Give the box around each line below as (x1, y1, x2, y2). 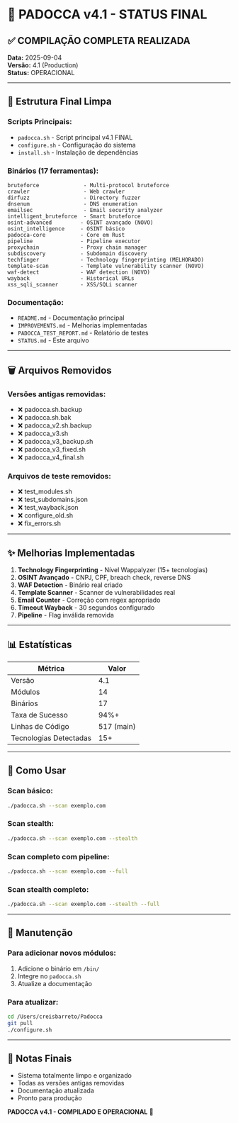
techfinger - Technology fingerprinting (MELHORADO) (7, 256, 204, 263)
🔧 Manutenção (7, 927, 73, 939)
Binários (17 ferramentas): (7, 166, 99, 176)
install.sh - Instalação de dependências (17, 148, 139, 157)
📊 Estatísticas (7, 639, 72, 651)
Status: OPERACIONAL (7, 69, 75, 77)
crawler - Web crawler (7, 188, 125, 195)
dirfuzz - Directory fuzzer (7, 194, 141, 201)
